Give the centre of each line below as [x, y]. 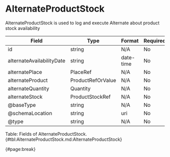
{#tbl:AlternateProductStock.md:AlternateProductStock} [64, 139]
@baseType [22, 105]
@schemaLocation [30, 113]
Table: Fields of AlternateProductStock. [46, 134]
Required [155, 41]
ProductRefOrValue [93, 80]
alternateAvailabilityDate [37, 60]
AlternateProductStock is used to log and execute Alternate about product [82, 23]
